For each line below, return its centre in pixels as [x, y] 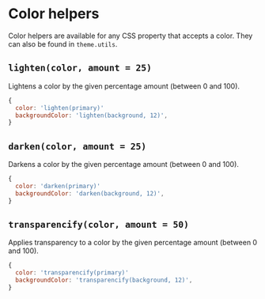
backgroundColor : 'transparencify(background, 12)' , [104, 280]
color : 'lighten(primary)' [60, 108]
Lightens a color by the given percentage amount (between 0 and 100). [124, 86]
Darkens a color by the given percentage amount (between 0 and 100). [124, 165]
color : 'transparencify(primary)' [72, 273]
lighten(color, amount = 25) [80, 68]
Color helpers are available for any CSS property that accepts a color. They [131, 36]
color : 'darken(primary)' [58, 186]
